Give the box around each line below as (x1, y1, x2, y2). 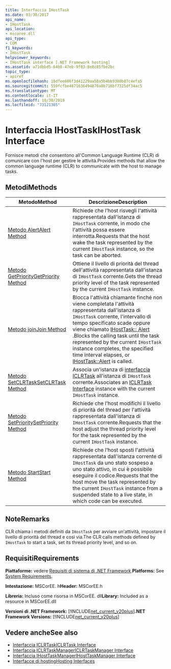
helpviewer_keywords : (5, 55, 51, 60)
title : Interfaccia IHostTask (5, 7, 70, 13)
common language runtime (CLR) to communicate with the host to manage (5, 163, 162, 169)
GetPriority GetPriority (8, 273, 60, 280)
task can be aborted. (72, 251, 122, 258)
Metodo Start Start (8, 468, 51, 475)
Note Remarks (5, 515, 50, 523)
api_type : (5, 36, 26, 41)
